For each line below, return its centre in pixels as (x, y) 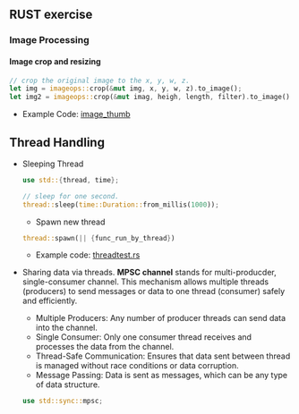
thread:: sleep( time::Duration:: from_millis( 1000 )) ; (120, 205)
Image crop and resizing (55, 61)
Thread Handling (57, 142)
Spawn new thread (70, 222)
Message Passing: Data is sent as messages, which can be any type (162, 376)
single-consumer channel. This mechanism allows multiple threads (145, 282)
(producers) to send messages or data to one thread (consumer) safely (153, 291)
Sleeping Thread (53, 164)
